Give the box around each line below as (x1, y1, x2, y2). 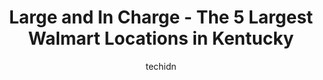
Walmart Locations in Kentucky (27, 27, 295, 50)
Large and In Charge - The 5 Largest (8, 6, 314, 29)
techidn (145, 60, 177, 72)
